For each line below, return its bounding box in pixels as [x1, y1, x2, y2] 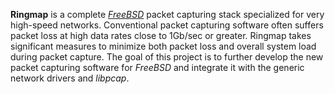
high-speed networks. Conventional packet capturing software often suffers [10, 19, 324, 31]
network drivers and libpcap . [10, 72, 130, 84]
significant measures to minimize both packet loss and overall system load [10, 40, 317, 52]
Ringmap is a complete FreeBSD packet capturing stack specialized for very [10, 9, 325, 20]
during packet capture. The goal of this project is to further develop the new [10, 51, 324, 63]
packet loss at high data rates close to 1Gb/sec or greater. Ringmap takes [10, 30, 312, 41]
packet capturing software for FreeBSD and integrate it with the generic [10, 62, 305, 73]
